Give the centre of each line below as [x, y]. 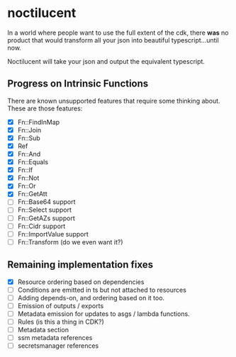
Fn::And [29, 154]
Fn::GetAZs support [46, 218]
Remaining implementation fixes [80, 265]
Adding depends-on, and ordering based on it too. [91, 297]
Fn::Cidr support [41, 226]
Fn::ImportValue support [53, 234]
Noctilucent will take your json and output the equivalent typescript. [106, 61]
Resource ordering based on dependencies [81, 282]
